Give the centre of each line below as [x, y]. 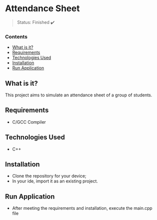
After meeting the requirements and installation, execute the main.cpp [82, 208]
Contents [16, 37]
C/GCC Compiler [29, 122]
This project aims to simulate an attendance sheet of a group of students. [79, 95]
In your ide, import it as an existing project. [55, 181]
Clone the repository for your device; [49, 176]
